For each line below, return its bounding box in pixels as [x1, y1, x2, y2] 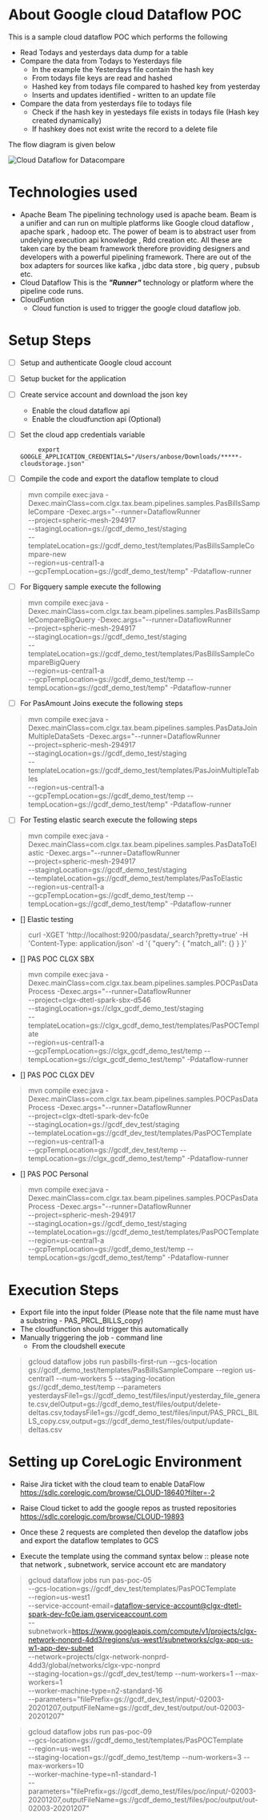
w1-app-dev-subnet [27, 1643, 94, 1654]
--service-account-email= [27, 1601, 114, 1610]
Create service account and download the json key [19, 390, 188, 399]
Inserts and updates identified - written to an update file [31, 90, 216, 99]
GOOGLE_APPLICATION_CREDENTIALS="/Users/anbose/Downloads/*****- [19, 453, 242, 461]
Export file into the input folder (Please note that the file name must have [19, 1307, 260, 1317]
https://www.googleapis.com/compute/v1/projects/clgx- [71, 1626, 258, 1636]
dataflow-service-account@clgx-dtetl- [114, 1601, 242, 1610]
